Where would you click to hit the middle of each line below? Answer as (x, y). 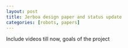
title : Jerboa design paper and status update (64, 17)
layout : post (22, 11)
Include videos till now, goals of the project (58, 39)
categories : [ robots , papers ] (43, 22)
